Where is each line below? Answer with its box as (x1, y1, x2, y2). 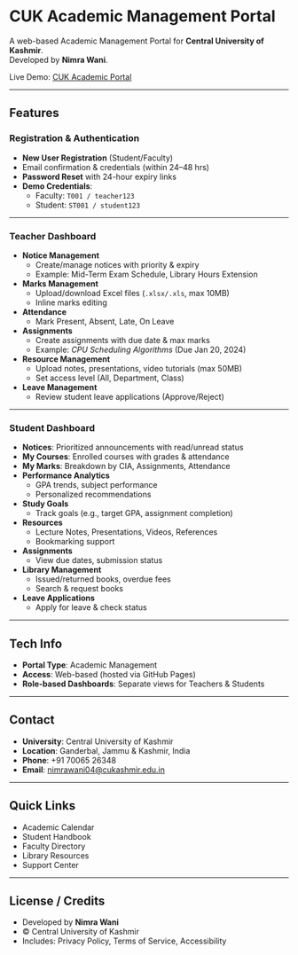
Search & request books (35, 583, 124, 594)
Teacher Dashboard (9, 230, 97, 242)
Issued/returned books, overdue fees (35, 574, 171, 584)
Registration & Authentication (9, 132, 140, 145)
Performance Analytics (21, 470, 111, 481)
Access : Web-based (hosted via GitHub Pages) (21, 669, 197, 680)
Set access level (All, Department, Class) (35, 372, 184, 383)
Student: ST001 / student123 (35, 200, 140, 210)
